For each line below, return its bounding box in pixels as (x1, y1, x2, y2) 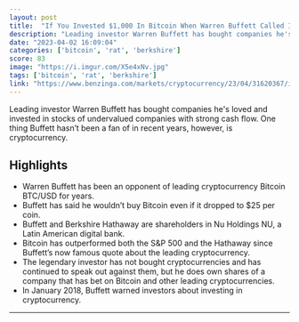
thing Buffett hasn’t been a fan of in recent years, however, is (9, 122, 233, 133)
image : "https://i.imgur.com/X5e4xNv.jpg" (9, 63, 169, 72)
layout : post (9, 12, 58, 22)
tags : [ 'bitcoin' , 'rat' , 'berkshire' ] (9, 71, 158, 80)
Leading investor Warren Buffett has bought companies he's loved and (9, 103, 269, 114)
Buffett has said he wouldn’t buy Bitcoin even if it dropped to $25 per (21, 200, 276, 211)
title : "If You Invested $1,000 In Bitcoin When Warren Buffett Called (9, 21, 285, 30)
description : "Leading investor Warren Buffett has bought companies (9, 29, 273, 38)
